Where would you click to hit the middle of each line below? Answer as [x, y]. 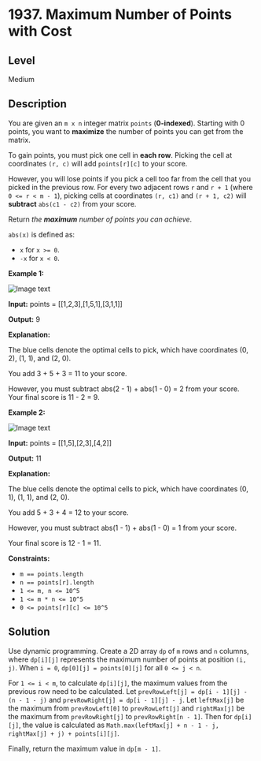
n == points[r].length [57, 582]
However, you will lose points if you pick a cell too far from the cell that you [130, 178]
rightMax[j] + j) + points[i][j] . [64, 733]
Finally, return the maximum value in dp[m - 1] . [85, 748]
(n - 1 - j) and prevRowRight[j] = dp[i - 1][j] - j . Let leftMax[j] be [126, 699]
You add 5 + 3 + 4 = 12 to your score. [68, 512]
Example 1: [26, 273]
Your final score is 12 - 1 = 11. [55, 543]
